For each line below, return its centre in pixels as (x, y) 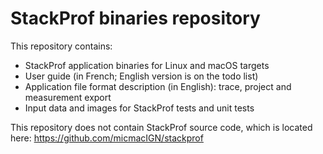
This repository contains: (61, 46)
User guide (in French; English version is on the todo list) (141, 76)
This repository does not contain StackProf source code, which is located (161, 127)
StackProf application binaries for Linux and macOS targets (147, 65)
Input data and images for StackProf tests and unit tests (139, 108)
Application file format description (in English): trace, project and (158, 86)
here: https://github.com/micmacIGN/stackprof (107, 138)
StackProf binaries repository (135, 18)
